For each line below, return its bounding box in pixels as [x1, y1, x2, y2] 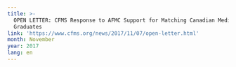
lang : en [7, 50, 33, 57]
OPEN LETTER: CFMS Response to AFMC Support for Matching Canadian [13, 17, 216, 24]
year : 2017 [7, 43, 39, 50]
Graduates [13, 23, 42, 30]
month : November [7, 36, 55, 43]
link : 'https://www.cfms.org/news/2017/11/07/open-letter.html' [7, 29, 199, 37]
